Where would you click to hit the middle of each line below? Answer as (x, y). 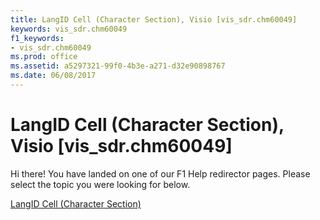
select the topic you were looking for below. (100, 184)
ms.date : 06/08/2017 (53, 76)
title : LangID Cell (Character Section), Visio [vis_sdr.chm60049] (154, 19)
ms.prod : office (44, 57)
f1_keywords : (37, 38)
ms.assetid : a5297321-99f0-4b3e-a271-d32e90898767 (118, 66)
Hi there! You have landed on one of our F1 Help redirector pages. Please (160, 173)
